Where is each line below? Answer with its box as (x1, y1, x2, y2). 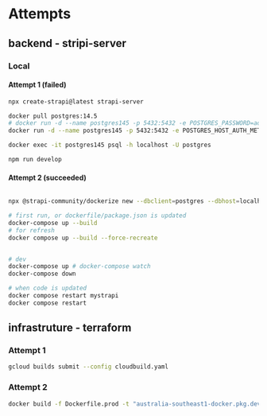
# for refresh (8, 226, 56, 235)
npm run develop (8, 156, 62, 164)
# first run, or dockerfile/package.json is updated (8, 212, 187, 220)
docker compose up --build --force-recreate (8, 234, 158, 242)
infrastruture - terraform (8, 321, 132, 335)
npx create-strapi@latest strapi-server (8, 97, 145, 106)
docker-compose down (8, 270, 77, 278)
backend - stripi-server (8, 37, 127, 50)
